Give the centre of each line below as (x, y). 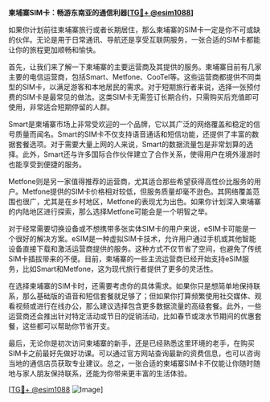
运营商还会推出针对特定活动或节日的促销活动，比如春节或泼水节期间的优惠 (131, 316)
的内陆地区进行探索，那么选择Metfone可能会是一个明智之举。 (110, 211)
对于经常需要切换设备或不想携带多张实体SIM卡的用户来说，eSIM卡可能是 (129, 229)
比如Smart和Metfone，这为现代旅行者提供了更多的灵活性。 (120, 269)
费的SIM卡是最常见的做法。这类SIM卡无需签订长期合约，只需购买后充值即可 (134, 97)
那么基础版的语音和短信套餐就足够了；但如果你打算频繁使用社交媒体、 (138, 296)
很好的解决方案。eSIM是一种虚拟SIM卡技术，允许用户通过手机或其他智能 (135, 239)
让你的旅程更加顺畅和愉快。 (54, 50)
